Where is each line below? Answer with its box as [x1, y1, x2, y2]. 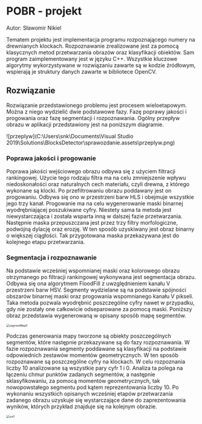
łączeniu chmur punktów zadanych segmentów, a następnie [6, 371, 155, 378]
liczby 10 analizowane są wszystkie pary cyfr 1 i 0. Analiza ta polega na [6, 364, 183, 372]
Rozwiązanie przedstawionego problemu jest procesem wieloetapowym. [6, 101, 187, 109]
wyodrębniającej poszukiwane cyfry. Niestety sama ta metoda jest [6, 207, 172, 214]
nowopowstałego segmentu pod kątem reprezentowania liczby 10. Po [6, 384, 179, 391]
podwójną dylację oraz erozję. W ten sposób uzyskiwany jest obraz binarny [6, 225, 195, 233]
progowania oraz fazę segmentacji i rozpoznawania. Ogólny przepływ [6, 114, 180, 121]
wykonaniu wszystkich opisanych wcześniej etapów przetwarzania [6, 390, 174, 397]
